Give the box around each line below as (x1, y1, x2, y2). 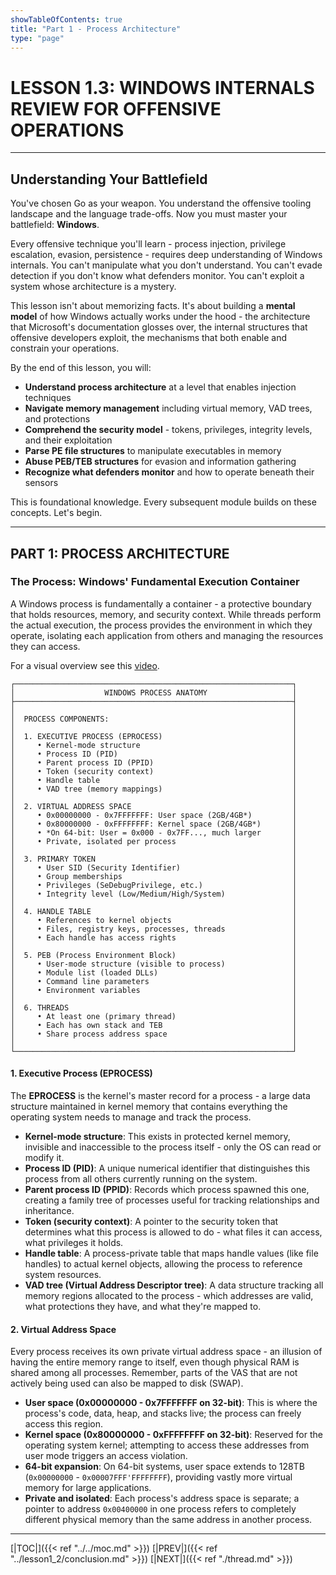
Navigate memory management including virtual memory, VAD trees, (24, 402, 313, 415)
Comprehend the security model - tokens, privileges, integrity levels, (24, 424, 313, 436)
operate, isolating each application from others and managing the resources (10, 629, 324, 641)
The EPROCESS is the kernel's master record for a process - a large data (10, 1090, 311, 1102)
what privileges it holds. (24, 1237, 124, 1249)
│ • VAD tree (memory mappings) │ (10, 784, 298, 794)
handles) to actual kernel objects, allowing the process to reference (24, 1258, 303, 1270)
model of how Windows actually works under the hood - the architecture (10, 311, 311, 323)
